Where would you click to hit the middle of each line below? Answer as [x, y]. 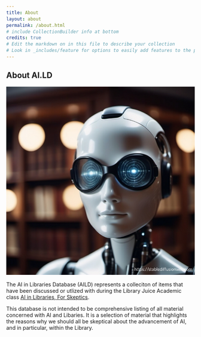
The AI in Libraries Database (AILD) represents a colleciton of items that [95, 284]
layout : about [24, 19]
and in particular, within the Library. [50, 327]
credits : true [24, 38]
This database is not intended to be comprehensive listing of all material [95, 308]
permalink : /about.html [36, 25]
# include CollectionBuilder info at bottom [63, 32]
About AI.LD [29, 76]
